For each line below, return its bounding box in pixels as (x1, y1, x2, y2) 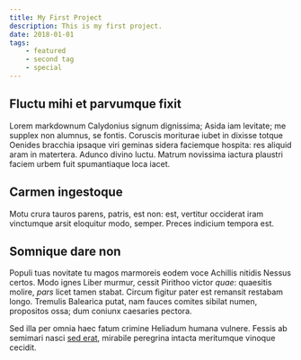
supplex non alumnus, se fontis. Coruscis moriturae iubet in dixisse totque (9, 129, 283, 140)
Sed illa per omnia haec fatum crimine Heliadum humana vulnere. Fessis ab (9, 323, 288, 334)
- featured (25, 47, 66, 56)
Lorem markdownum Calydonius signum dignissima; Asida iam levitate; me (9, 120, 287, 131)
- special (25, 64, 63, 73)
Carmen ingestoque (9, 185, 123, 200)
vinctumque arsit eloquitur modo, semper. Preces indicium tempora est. (9, 217, 274, 229)
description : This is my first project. (9, 22, 164, 31)
